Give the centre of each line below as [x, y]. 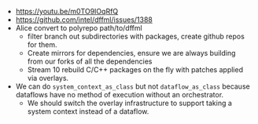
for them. [42, 45]
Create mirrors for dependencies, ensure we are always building [131, 53]
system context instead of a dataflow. [88, 111]
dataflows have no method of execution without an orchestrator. [120, 95]
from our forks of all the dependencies [90, 61]
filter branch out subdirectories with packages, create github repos [136, 36]
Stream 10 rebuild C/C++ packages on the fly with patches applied [135, 69]
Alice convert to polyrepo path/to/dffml [79, 28]
